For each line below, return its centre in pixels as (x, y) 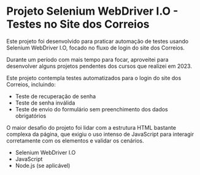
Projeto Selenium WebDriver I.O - (92, 11)
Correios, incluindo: (31, 84)
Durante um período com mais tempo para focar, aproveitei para (87, 59)
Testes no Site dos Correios (78, 24)
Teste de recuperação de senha (56, 96)
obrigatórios (31, 116)
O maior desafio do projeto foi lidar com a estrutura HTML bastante (91, 127)
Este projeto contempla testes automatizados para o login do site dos (94, 78)
